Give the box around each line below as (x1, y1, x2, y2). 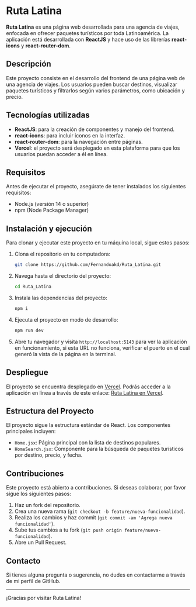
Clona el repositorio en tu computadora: (14, 250, 111, 258)
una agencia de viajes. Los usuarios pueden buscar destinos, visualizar (6, 81, 178, 88)
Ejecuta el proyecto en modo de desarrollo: (14, 316, 118, 323)
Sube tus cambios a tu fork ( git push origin (14, 526, 123, 533)
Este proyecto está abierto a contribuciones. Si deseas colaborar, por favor (6, 484, 187, 491)
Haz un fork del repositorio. (14, 502, 80, 509)
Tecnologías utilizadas (6, 110, 90, 120)
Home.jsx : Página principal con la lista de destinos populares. (14, 439, 161, 446)
